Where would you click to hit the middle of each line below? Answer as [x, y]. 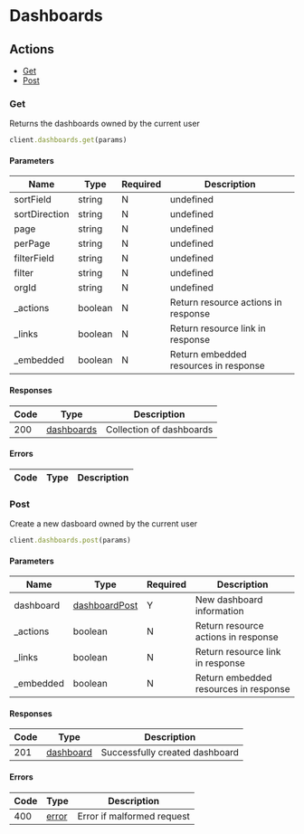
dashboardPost [105, 605]
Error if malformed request [133, 816]
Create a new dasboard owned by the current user [104, 524]
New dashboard [229, 600]
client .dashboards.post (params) [70, 540]
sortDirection [42, 214]
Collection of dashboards [159, 429]
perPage [32, 243]
